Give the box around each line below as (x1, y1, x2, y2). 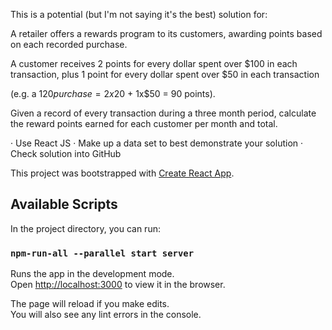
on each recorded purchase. (10, 39, 128, 50)
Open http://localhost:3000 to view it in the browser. (10, 279, 226, 291)
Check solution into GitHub (10, 148, 122, 159)
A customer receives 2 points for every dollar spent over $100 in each (10, 58, 298, 69)
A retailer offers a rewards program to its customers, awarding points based (10, 28, 323, 39)
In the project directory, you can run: (10, 222, 161, 234)
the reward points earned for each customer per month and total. (10, 118, 278, 129)
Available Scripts (10, 196, 118, 213)
